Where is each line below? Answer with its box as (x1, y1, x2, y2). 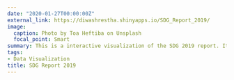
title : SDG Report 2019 (7, 62, 77, 69)
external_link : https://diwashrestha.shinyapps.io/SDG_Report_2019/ (7, 17, 210, 24)
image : (7, 23, 26, 30)
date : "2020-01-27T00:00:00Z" (7, 10, 95, 17)
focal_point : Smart (13, 36, 70, 43)
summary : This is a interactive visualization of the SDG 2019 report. (7, 42, 219, 49)
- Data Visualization (7, 56, 70, 63)
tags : (7, 49, 23, 56)
